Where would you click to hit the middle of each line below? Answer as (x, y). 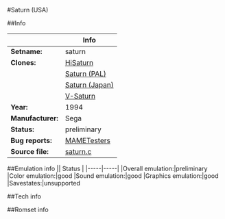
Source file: (30, 152)
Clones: (23, 63)
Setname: (26, 52)
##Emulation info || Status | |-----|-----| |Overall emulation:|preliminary (107, 168)
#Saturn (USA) (28, 10)
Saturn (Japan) (90, 85)
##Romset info (28, 209)
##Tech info (24, 196)
